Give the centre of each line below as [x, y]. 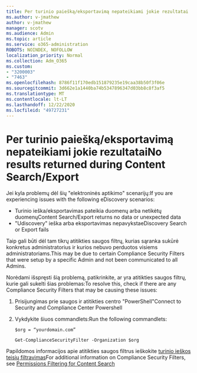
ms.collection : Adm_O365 [37, 61]
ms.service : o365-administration [47, 45]
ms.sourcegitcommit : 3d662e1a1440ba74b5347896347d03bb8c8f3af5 [86, 88]
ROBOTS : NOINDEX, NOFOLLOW [39, 50]
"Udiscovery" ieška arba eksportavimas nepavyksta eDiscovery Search [101, 223]
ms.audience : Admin [30, 34]
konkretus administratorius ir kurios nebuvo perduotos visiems [82, 247]
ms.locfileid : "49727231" [38, 110]
